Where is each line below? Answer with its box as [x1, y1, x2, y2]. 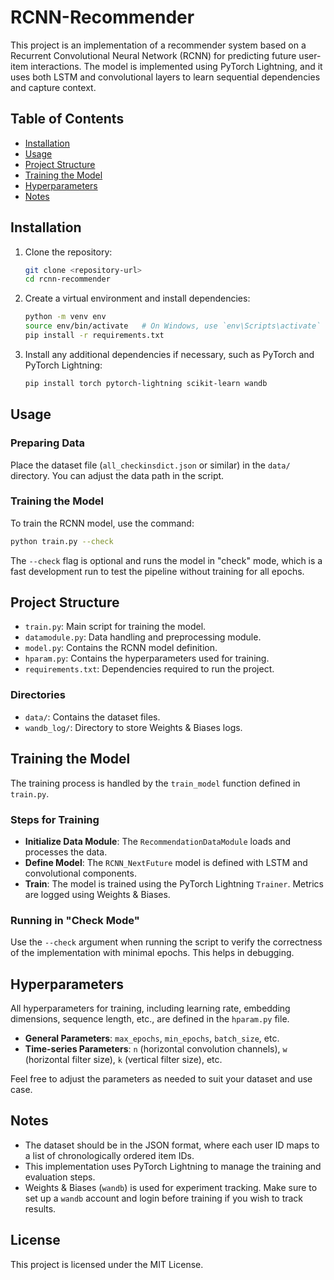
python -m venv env [24, 312, 107, 322]
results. [24, 1202, 57, 1215]
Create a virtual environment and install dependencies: [24, 292, 251, 305]
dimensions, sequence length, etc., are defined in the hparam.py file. [10, 1013, 290, 1025]
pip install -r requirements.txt [24, 331, 165, 341]
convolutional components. [24, 867, 137, 879]
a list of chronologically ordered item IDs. [24, 1149, 195, 1161]
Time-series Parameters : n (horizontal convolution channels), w [24, 1043, 288, 1055]
